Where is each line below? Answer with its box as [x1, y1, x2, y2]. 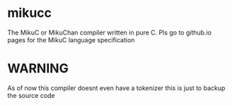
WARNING [7, 61, 69, 77]
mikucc [7, 5, 52, 21]
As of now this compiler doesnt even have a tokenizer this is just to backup [7, 83, 226, 92]
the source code [7, 91, 55, 99]
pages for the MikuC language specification [7, 35, 135, 44]
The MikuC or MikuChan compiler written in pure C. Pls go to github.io [7, 28, 212, 37]
